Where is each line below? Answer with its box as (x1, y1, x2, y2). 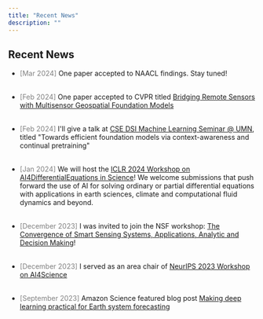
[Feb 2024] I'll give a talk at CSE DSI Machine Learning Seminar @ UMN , (19, 124, 255, 134)
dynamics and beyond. (19, 198, 94, 207)
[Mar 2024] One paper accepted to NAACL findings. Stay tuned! (19, 68, 228, 79)
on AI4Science (19, 270, 68, 280)
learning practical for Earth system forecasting (19, 302, 170, 311)
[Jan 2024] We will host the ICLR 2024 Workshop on (19, 164, 191, 174)
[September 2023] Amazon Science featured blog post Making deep (19, 294, 242, 303)
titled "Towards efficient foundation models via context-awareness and (19, 133, 250, 142)
